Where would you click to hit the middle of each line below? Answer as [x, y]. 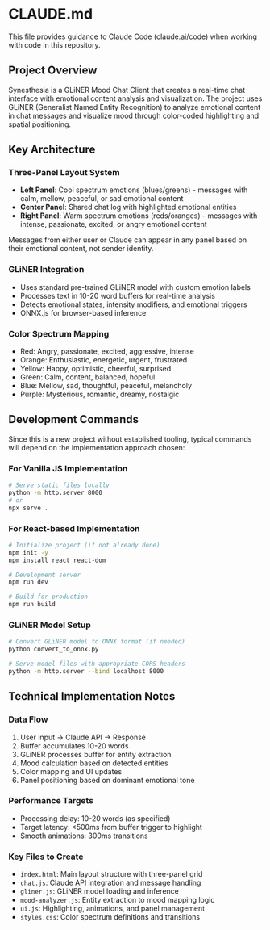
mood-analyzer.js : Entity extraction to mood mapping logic [117, 900]
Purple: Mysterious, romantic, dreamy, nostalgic [100, 394]
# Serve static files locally [59, 485]
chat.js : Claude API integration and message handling [110, 883]
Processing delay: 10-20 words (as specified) [95, 818]
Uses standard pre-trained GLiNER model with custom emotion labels [135, 287]
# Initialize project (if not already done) [84, 545]
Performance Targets [51, 801]
